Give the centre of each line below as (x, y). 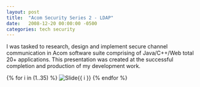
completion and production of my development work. (74, 66)
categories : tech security (41, 29)
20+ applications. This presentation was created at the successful (90, 59)
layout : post (23, 12)
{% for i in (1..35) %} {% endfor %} (67, 78)
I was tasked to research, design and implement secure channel (87, 47)
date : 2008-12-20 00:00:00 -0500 (52, 23)
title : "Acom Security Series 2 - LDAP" (60, 18)
